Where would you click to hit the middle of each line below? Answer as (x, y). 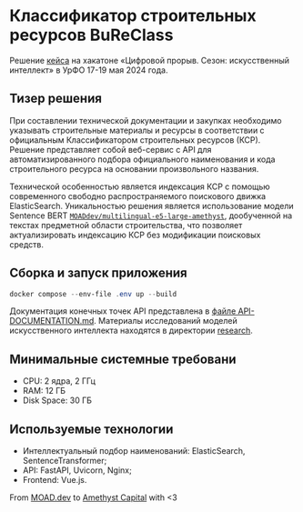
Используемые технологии (91, 429)
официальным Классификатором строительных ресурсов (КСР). (135, 140)
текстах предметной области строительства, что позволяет (126, 225)
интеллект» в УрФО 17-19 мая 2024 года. (89, 70)
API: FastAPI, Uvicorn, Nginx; (77, 470)
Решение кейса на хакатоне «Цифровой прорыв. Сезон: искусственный (149, 60)
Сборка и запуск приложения (99, 273)
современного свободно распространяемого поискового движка (138, 196)
